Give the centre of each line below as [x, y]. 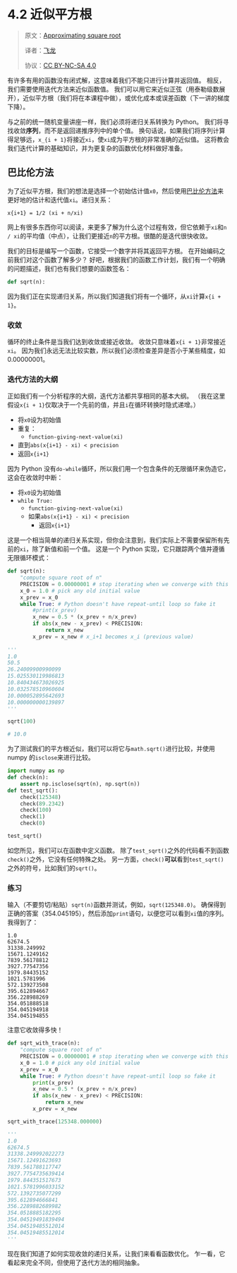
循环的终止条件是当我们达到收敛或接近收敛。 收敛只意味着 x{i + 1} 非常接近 [117, 341]
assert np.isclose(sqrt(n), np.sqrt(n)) [80, 784]
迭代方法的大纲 [33, 379]
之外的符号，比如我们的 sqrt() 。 [54, 867]
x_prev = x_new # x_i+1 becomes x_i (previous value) [113, 636]
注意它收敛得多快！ [35, 1030]
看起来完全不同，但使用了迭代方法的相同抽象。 [75, 1262]
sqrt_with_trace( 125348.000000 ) [55, 1121]
